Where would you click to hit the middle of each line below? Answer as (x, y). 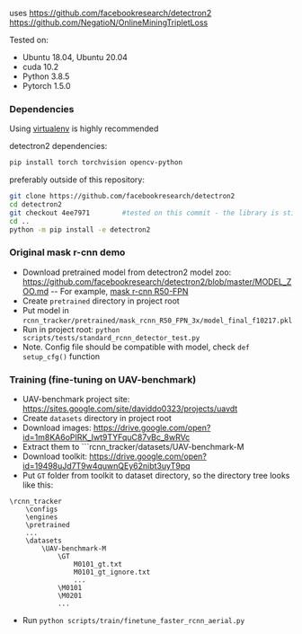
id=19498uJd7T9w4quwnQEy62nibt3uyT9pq (106, 466)
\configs (42, 510)
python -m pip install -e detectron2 (80, 229)
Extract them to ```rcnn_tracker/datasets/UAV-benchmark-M (133, 447)
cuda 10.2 (40, 67)
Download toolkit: (55, 456)
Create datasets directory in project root (97, 418)
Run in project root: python (71, 329)
